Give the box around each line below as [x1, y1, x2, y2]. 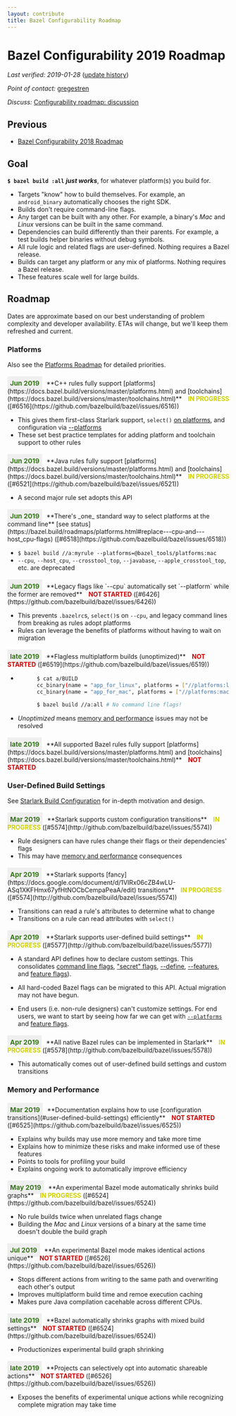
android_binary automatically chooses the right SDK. [17, 198, 171, 206]
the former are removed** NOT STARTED [7, 590, 132, 599]
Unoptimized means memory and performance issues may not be [17, 714, 209, 722]
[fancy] [105, 870, 127, 879]
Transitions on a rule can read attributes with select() [17, 914, 175, 922]
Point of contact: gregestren [7, 84, 89, 93]
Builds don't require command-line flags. [17, 206, 137, 214]
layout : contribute [7, 10, 65, 18]
